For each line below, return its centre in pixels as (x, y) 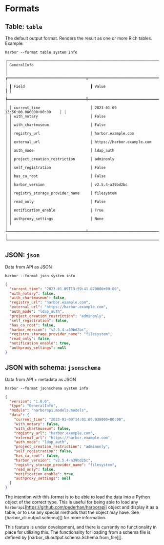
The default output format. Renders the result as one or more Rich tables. (79, 38)
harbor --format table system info (41, 52)
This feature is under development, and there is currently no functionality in (81, 527)
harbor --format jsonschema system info (47, 388)
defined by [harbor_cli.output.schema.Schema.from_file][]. (64, 537)
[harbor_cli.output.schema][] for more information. (56, 517)
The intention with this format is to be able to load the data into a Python (78, 497)
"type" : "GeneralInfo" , (33, 406)
